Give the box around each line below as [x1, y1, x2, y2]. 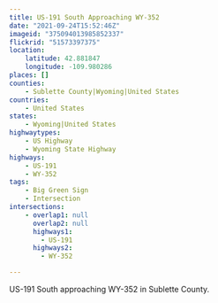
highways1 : [32, 227, 73, 236]
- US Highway [25, 136, 73, 145]
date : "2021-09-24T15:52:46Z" [9, 21, 121, 30]
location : [9, 46, 46, 55]
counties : [9, 79, 46, 88]
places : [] [9, 71, 49, 80]
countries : [9, 95, 49, 105]
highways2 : [32, 244, 73, 252]
